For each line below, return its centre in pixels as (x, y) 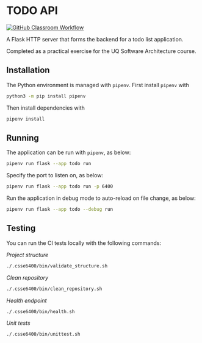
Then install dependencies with (46, 108)
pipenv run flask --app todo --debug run (60, 210)
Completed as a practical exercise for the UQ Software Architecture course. (101, 51)
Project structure (27, 255)
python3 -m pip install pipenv (46, 96)
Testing (21, 228)
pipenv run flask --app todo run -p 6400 (60, 186)
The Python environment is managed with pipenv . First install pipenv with (98, 85)
